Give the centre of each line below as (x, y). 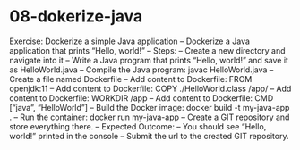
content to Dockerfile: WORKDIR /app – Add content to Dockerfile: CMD (141, 98)
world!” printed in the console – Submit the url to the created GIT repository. (149, 136)
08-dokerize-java (76, 17)
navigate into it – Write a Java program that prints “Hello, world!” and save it (149, 60)
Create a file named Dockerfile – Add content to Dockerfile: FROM (131, 79)
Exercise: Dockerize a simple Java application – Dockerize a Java (130, 41)
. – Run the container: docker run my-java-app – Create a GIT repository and (150, 117)
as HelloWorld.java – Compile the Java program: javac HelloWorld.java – (141, 70)
